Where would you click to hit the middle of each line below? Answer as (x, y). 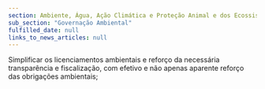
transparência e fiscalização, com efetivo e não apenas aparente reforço (126, 69)
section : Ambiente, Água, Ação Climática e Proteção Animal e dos (119, 15)
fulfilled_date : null (44, 30)
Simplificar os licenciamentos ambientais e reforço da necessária (114, 60)
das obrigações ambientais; (53, 76)
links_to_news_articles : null (58, 37)
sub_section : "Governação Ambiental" (70, 23)
